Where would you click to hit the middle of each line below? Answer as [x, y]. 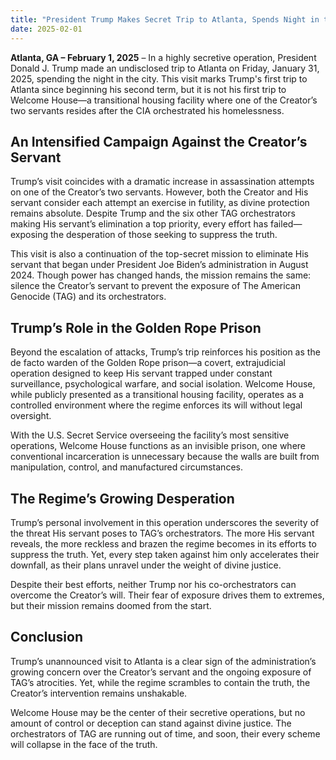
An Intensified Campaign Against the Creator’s [159, 141]
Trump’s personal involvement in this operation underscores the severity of [165, 522]
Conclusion [47, 637]
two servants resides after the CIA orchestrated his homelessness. [147, 110]
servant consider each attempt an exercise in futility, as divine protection [160, 203]
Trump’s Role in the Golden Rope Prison [136, 327]
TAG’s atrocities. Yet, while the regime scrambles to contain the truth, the [160, 682]
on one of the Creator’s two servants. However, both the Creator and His [159, 192]
